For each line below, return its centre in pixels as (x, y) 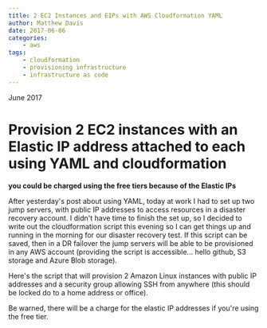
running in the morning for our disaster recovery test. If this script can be (128, 235)
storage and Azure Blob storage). (63, 260)
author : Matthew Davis (46, 23)
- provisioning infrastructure (75, 68)
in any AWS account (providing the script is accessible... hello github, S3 (128, 252)
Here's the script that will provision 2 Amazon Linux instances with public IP (133, 275)
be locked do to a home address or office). (79, 292)
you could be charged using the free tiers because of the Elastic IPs (122, 185)
